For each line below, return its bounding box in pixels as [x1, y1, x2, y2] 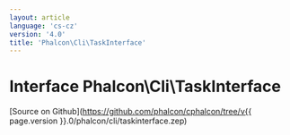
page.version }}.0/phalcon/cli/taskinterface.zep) [9, 115, 188, 126]
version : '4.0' [9, 30, 66, 38]
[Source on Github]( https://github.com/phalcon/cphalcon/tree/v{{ [9, 106, 252, 117]
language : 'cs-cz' [9, 21, 78, 30]
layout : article [9, 13, 70, 22]
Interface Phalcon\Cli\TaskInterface [9, 77, 281, 97]
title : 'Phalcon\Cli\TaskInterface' [9, 38, 146, 47]
